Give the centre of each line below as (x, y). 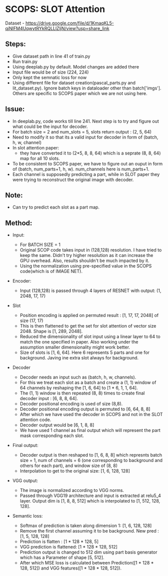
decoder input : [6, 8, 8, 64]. (49, 398)
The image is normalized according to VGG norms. (72, 490)
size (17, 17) (31, 320)
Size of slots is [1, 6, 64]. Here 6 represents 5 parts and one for (85, 352)
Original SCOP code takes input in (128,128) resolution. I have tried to (91, 250)
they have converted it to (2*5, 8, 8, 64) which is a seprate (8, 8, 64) (90, 153)
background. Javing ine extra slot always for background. (79, 358)
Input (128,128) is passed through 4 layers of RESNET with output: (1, (90, 290)
